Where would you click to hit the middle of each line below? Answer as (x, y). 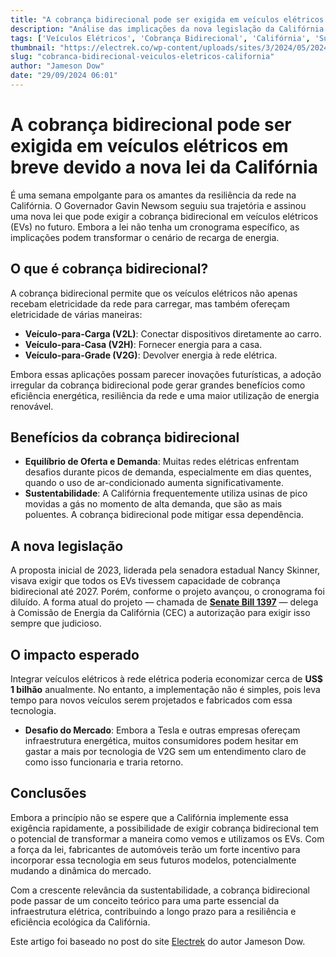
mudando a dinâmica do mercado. (81, 870)
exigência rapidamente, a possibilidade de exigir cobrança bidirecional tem (164, 828)
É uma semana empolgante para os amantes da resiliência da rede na (153, 195)
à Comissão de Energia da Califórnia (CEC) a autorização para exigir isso (160, 613)
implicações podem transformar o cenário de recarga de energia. (145, 237)
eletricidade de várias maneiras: (76, 314)
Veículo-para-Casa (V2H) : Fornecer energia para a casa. (143, 344)
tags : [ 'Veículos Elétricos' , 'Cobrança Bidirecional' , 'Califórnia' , (160, 38)
